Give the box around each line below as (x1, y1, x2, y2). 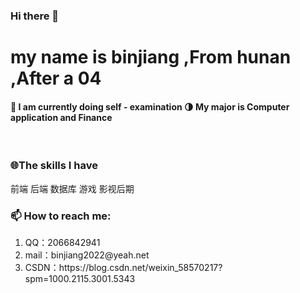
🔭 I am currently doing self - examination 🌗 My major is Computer (10, 100, 290, 113)
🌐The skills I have (10, 159, 98, 173)
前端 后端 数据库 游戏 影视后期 (10, 182, 135, 194)
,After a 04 (10, 67, 102, 90)
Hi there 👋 (10, 9, 60, 23)
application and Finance (10, 111, 113, 123)
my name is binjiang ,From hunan (10, 46, 292, 69)
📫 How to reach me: (10, 209, 112, 223)
